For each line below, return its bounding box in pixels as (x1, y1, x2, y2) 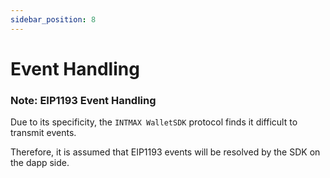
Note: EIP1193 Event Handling (10, 93, 157, 107)
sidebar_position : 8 (10, 14, 97, 25)
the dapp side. (10, 157, 70, 169)
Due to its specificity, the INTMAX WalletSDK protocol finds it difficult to (10, 116, 298, 128)
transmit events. (10, 127, 77, 139)
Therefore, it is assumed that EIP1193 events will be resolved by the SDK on (10, 146, 321, 158)
